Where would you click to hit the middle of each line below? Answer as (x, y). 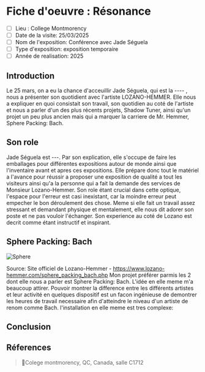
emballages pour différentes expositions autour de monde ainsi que (91, 163)
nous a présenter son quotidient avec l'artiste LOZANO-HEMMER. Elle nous (101, 97)
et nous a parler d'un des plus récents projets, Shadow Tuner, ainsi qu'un (99, 110)
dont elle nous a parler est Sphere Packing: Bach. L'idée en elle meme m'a (100, 281)
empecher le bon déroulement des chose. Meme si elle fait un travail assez (101, 203)
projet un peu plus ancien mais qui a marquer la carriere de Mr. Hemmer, (98, 117)
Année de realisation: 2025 (49, 56)
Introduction (31, 76)
